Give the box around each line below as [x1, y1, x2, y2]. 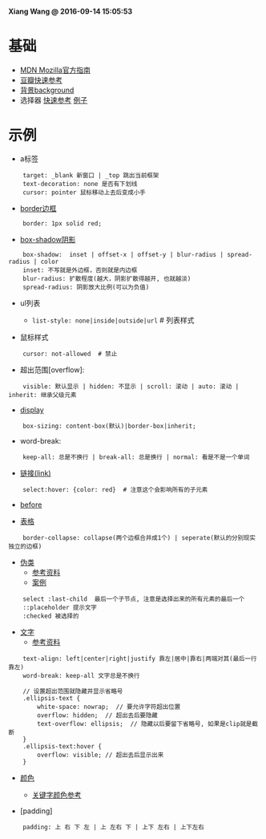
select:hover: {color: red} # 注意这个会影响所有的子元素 [22, 486, 208, 494]
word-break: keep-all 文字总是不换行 [22, 672, 140, 680]
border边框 [19, 204, 57, 213]
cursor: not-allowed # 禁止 [22, 350, 118, 359]
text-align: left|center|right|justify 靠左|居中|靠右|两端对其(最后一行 [22, 655, 257, 663]
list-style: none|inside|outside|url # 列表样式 [31, 315, 195, 325]
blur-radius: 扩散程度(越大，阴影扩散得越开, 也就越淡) [22, 275, 191, 283]
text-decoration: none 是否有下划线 [22, 180, 138, 188]
